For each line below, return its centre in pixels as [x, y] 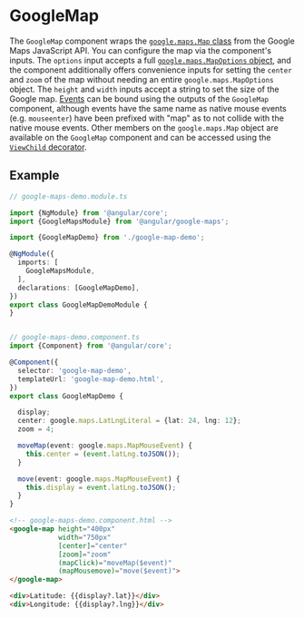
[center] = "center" [93, 545]
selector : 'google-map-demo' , [74, 370]
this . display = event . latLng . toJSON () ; [101, 487]
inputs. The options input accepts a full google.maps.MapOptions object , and [151, 60]
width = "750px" [84, 537]
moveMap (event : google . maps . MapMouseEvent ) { [105, 446]
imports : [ [38, 263]
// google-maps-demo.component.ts [75, 338]
